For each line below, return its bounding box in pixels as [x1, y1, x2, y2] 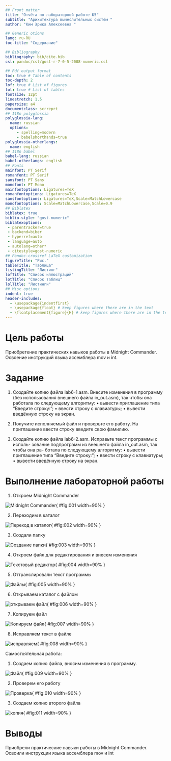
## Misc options [5, 286, 40, 291]
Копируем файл [12, 611, 47, 617]
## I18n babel [5, 149, 36, 154]
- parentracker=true [7, 225, 51, 230]
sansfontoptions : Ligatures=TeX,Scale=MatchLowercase [5, 196, 122, 201]
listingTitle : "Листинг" [5, 267, 58, 273]
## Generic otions [5, 31, 44, 36]
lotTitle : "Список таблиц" [5, 277, 63, 282]
